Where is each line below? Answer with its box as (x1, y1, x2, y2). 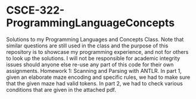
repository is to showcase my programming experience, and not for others (6, 48, 189, 55)
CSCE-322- (6, 4, 65, 17)
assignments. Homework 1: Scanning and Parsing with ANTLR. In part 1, (6, 67, 182, 74)
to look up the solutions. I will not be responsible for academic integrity (6, 55, 181, 62)
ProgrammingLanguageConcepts (6, 16, 175, 30)
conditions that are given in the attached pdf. (6, 86, 116, 93)
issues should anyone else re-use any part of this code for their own (6, 60, 174, 68)
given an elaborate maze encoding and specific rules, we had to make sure (6, 74, 191, 81)
